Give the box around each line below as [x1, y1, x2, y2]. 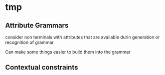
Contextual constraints [5, 63, 78, 72]
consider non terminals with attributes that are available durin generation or [5, 34, 160, 40]
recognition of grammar [5, 39, 54, 45]
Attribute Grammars [5, 21, 69, 30]
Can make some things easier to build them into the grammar [5, 49, 131, 55]
